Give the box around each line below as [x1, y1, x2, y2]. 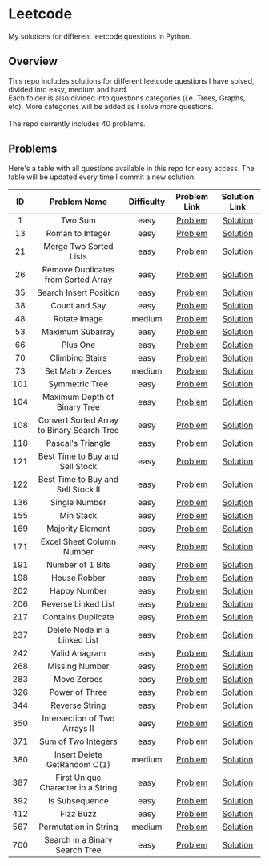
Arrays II [62, 722, 94, 733]
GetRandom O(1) [46, 758, 110, 770]
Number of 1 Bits [46, 559, 110, 570]
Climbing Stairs [50, 352, 107, 363]
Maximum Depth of [42, 391, 114, 402]
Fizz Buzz [59, 808, 98, 819]
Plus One [61, 339, 96, 350]
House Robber [51, 572, 106, 583]
